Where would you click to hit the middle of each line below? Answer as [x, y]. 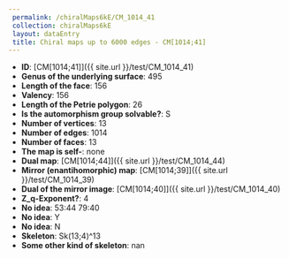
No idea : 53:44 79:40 [60, 208]
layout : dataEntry [46, 34]
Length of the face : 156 [64, 86]
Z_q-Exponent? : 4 [55, 199]
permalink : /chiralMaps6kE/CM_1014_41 [84, 17]
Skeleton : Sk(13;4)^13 [61, 236]
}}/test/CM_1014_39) [57, 180]
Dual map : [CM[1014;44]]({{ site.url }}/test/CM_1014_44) [123, 161]
